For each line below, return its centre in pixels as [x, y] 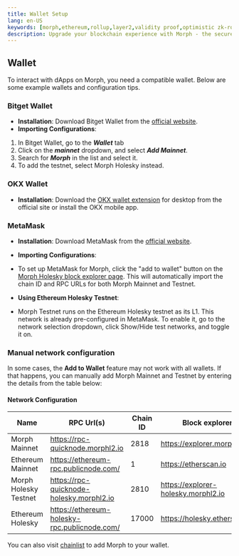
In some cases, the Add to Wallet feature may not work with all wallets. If [115, 369]
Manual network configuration [61, 352]
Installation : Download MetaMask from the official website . [105, 241]
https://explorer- [189, 485]
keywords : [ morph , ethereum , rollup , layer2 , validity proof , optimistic [111, 27]
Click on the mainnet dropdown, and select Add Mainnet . [103, 150]
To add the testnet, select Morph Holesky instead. [91, 165]
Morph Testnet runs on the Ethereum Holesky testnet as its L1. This [116, 312]
